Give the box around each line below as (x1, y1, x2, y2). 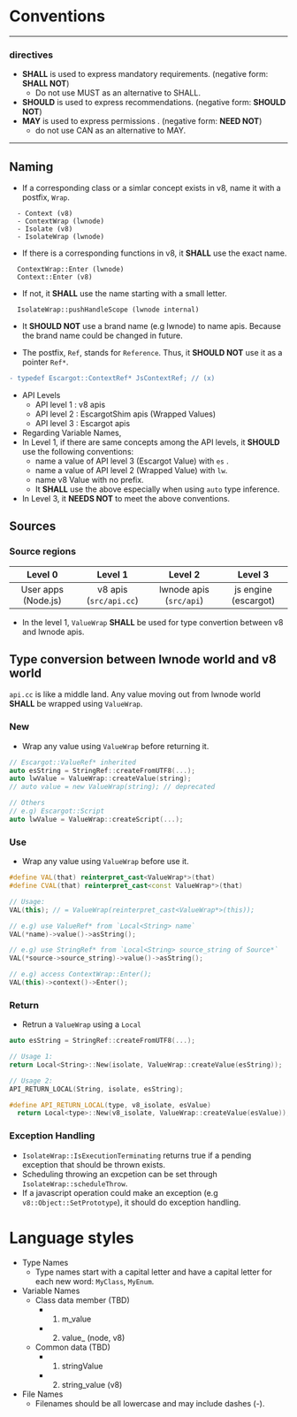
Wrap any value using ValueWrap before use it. (21, 856, 189, 867)
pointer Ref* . (21, 356, 69, 368)
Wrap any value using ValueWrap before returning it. (21, 740, 209, 751)
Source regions (9, 546, 77, 558)
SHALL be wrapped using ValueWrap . (9, 699, 143, 709)
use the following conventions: (21, 446, 134, 456)
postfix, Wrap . (21, 192, 71, 203)
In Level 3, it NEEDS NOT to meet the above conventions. (21, 493, 231, 503)
